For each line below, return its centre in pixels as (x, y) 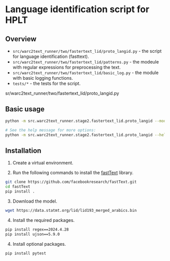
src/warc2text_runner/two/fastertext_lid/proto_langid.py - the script (87, 51)
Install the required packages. (44, 220)
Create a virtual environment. (43, 163)
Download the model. (35, 201)
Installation (23, 151)
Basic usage (25, 109)
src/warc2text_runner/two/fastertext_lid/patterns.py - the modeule (86, 62)
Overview (21, 39)
